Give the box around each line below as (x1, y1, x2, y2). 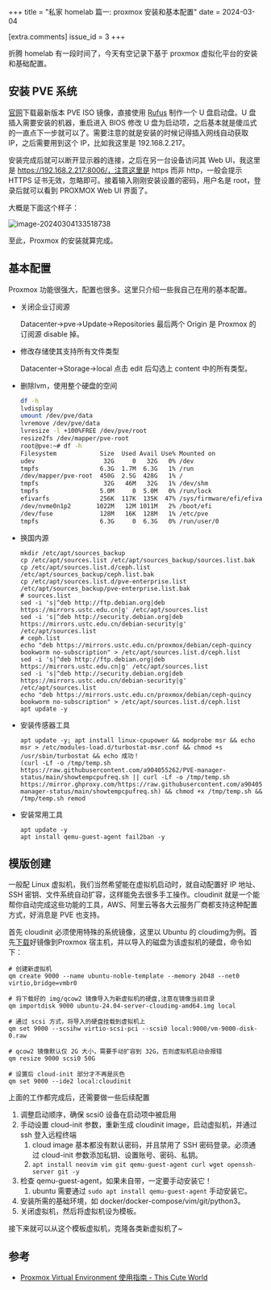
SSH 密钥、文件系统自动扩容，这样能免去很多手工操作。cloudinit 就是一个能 (8, 889, 261, 900)
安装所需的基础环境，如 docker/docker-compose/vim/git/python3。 (19, 1196, 245, 1206)
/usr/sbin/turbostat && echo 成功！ (19, 752, 140, 760)
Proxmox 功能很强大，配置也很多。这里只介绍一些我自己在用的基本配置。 (8, 284, 252, 294)
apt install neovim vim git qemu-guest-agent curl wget (31, 1161, 224, 1169)
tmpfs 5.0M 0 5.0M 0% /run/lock (19, 487, 212, 495)
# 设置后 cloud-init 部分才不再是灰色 (8, 1071, 126, 1079)
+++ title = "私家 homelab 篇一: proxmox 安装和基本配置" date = (8, 7, 221, 16)
